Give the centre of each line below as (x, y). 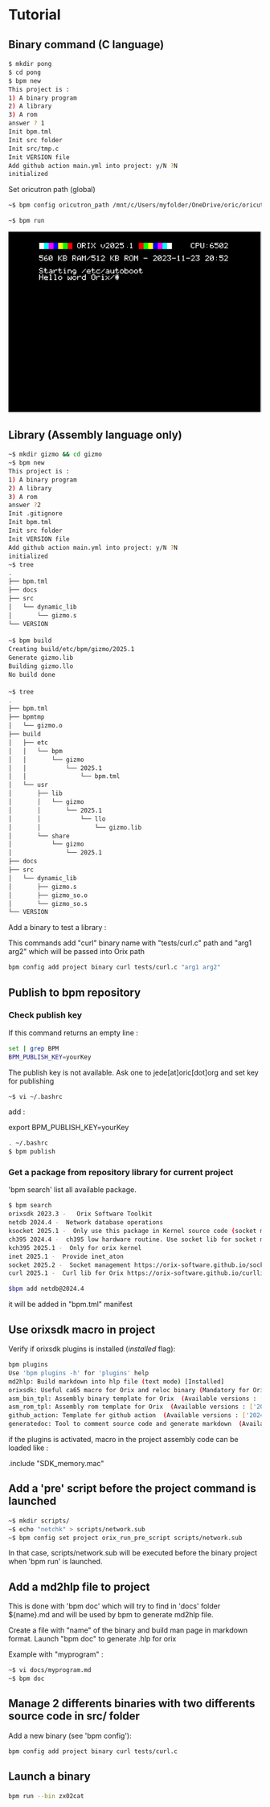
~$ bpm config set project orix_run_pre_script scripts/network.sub (125, 1538)
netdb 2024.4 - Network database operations (86, 1223)
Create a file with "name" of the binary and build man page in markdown (128, 1630)
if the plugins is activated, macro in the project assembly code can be (123, 1440)
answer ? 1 (27, 123)
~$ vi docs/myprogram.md (50, 1670)
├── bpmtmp (27, 717)
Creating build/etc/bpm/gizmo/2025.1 (72, 649)
